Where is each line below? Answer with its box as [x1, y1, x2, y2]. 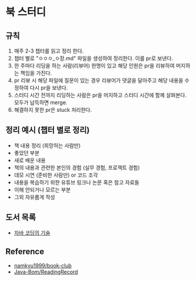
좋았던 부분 [13, 149, 40, 156]
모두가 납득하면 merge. [13, 99, 68, 106]
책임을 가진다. [20, 70, 52, 77]
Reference [5, 247, 45, 257]
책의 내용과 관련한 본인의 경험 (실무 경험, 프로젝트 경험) [13, 164, 140, 171]
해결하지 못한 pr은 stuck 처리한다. [13, 107, 92, 113]
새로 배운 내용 [13, 157, 46, 164]
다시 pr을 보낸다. [29, 84, 68, 91]
